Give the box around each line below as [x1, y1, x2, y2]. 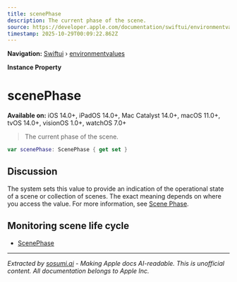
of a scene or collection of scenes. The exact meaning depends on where [7, 192, 222, 200]
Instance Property [7, 63, 62, 71]
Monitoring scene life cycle [7, 220, 129, 232]
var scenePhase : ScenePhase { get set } [7, 146, 128, 153]
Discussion [7, 165, 58, 177]
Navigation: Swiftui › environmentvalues [7, 49, 126, 58]
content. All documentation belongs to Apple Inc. [7, 266, 150, 275]
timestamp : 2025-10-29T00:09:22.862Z [7, 30, 119, 37]
